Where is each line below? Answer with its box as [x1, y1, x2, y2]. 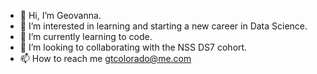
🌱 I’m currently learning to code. [19, 31, 153, 42]
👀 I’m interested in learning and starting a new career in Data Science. [19, 20, 308, 32]
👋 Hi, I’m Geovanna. [19, 10, 102, 21]
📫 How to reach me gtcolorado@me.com [19, 53, 192, 64]
